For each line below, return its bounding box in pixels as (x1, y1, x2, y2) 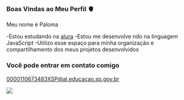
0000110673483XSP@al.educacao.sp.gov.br (6, 75, 120, 82)
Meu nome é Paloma (6, 21, 58, 28)
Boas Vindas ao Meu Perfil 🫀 (6, 4, 94, 13)
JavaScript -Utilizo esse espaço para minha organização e (6, 39, 155, 47)
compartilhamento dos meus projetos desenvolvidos (6, 46, 139, 53)
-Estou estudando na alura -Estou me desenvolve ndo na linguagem (6, 33, 178, 40)
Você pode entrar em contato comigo (6, 61, 120, 70)
